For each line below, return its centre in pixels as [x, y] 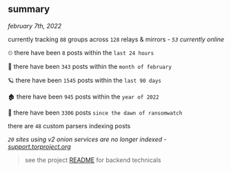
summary [29, 9]
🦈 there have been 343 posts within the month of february [90, 66]
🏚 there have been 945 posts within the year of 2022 [83, 97]
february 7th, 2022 [35, 26]
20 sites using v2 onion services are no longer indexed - [87, 139]
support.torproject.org [39, 146]
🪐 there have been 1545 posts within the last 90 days [84, 80]
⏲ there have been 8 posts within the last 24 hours [81, 52]
